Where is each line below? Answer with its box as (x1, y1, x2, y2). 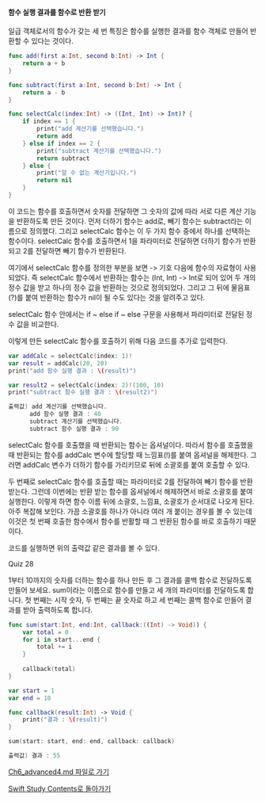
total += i (36, 643, 73, 651)
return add (36, 132, 73, 140)
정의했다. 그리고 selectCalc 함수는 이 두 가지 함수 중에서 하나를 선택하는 (28, 226, 252, 235)
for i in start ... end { (22, 635, 101, 643)
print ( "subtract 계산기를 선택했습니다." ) (36, 147, 162, 154)
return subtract (36, 154, 90, 162)
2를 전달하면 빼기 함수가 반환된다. (22, 246, 127, 255)
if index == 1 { (22, 117, 77, 126)
